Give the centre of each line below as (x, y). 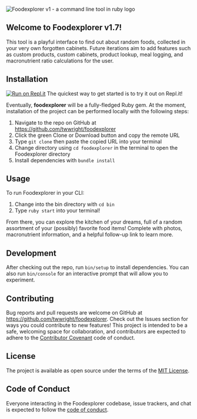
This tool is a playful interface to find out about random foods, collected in (96, 42)
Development (31, 253)
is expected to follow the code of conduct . (57, 410)
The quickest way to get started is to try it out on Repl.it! (115, 93)
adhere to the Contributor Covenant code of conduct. (71, 338)
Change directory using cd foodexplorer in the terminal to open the (96, 148)
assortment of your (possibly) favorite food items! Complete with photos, (94, 228)
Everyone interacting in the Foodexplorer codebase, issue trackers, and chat (99, 403)
